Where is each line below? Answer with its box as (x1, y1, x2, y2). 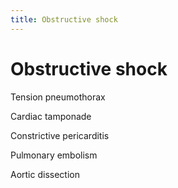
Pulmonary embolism (10, 149, 98, 161)
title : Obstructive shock (10, 14, 118, 25)
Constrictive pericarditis (10, 129, 110, 141)
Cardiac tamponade (10, 110, 92, 122)
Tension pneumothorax (10, 91, 106, 103)
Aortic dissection (10, 168, 80, 180)
